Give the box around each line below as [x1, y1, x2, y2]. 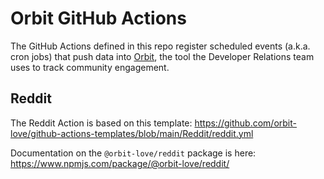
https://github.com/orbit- [194, 117, 298, 129]
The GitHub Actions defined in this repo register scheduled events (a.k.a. [10, 40, 311, 52]
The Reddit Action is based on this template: [10, 117, 193, 129]
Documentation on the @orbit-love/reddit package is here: [10, 147, 257, 159]
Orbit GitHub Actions [10, 7, 187, 30]
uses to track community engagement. [10, 61, 170, 73]
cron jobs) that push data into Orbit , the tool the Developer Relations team [10, 50, 315, 62]
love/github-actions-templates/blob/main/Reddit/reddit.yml [10, 127, 254, 139]
